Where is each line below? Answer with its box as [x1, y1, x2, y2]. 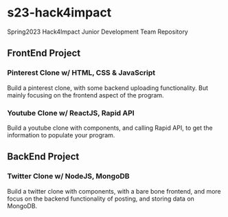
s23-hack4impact [7, 5, 112, 21]
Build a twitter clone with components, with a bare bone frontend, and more [7, 187, 221, 195]
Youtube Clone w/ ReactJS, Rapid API [7, 108, 135, 117]
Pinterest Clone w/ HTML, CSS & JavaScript [7, 68, 156, 78]
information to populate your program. [7, 130, 115, 139]
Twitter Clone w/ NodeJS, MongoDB [7, 172, 130, 181]
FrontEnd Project [7, 47, 81, 59]
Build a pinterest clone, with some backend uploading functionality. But [7, 84, 208, 92]
